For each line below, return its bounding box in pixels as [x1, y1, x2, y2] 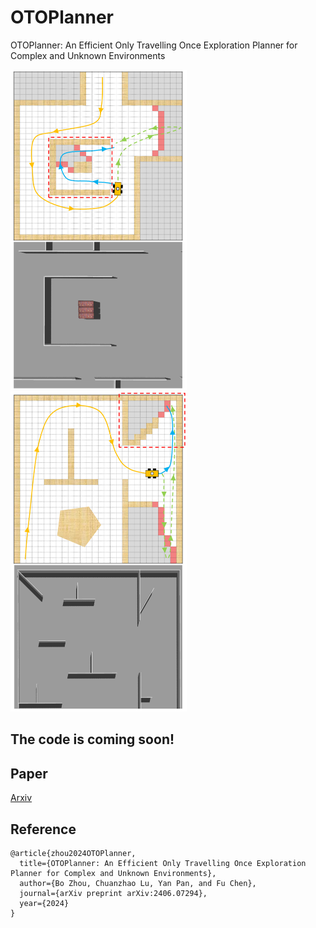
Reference [10, 821, 77, 838]
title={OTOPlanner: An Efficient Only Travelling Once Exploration [19, 858, 307, 868]
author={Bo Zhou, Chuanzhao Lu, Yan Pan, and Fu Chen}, [19, 878, 257, 888]
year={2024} [19, 898, 70, 908]
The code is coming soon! [10, 731, 175, 748]
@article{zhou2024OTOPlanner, [10, 848, 137, 858]
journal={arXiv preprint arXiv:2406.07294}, [19, 888, 208, 898]
